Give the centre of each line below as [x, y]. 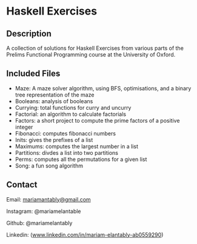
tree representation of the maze [55, 95]
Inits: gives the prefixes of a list [54, 140]
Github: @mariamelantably [39, 223]
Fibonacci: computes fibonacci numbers [65, 133]
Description [29, 34]
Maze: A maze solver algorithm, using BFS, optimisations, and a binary [103, 88]
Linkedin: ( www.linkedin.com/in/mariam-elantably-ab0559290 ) [85, 234]
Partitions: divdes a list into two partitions [66, 152]
